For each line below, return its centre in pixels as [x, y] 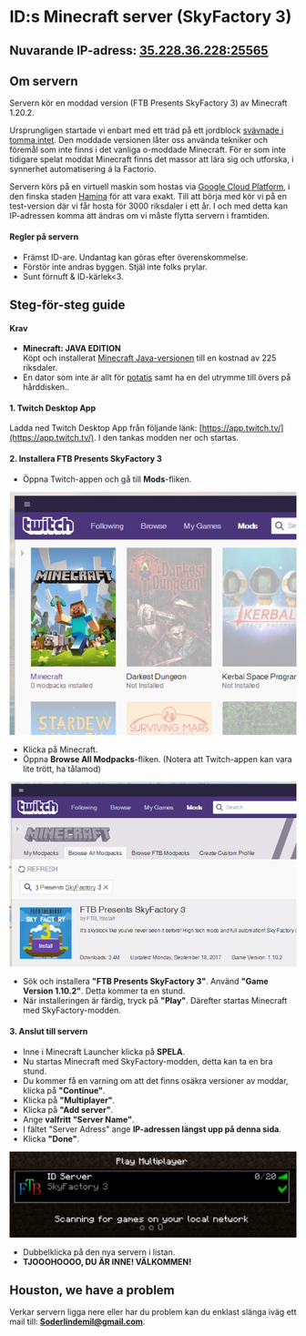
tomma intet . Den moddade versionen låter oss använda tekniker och [139, 140]
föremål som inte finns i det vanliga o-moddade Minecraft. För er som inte [148, 150]
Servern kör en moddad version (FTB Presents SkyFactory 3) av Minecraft [148, 103]
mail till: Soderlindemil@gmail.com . [77, 1321]
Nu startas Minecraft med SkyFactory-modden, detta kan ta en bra [148, 1061]
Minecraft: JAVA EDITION [71, 349]
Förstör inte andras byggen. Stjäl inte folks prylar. [115, 267]
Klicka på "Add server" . [68, 1109]
